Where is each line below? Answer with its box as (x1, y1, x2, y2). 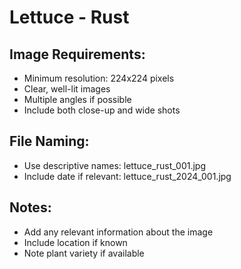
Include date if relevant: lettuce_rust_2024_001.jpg (23, 170, 232, 182)
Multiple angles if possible (23, 94, 132, 105)
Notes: (9, 199, 52, 216)
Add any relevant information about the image (23, 226, 214, 238)
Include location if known (23, 236, 128, 248)
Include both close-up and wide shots (23, 104, 181, 116)
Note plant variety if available (23, 247, 145, 259)
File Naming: (9, 133, 90, 150)
